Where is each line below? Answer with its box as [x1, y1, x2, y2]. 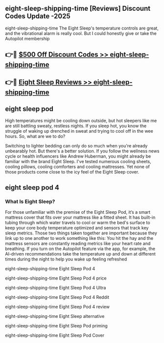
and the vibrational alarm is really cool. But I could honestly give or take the [5, 30, 157, 36]
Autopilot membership [5, 35, 50, 41]
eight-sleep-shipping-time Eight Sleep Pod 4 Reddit [5, 294, 109, 300]
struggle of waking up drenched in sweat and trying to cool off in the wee [5, 128, 153, 134]
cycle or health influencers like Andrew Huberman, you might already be [5, 153, 151, 159]
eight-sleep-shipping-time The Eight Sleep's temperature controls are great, [5, 25, 159, 31]
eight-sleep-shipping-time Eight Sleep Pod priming [5, 323, 108, 329]
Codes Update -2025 [5, 12, 70, 21]
